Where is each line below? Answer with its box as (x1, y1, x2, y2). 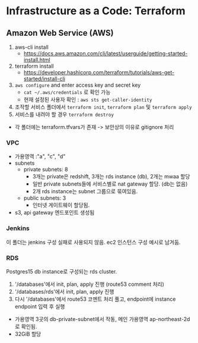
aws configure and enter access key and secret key (14, 81, 141, 89)
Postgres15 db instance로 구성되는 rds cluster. (6, 268, 117, 275)
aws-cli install (14, 43, 49, 51)
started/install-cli (23, 75, 65, 82)
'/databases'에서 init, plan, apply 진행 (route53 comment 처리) (14, 281, 165, 288)
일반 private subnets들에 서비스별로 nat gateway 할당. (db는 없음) (32, 180, 188, 188)
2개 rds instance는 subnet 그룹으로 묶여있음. (32, 188, 138, 195)
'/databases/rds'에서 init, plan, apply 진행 (14, 288, 114, 295)
